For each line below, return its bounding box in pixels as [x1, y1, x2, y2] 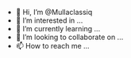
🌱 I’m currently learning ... [15, 24, 101, 33]
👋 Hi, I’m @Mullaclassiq [15, 8, 93, 16]
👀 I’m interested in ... [15, 16, 83, 25]
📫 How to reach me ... [15, 42, 90, 50]
